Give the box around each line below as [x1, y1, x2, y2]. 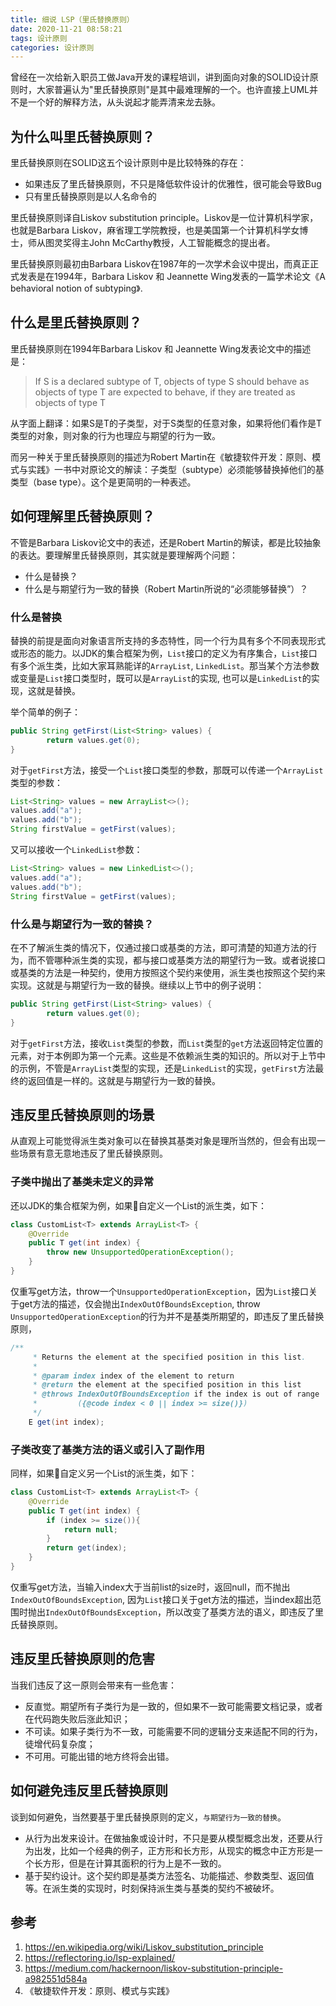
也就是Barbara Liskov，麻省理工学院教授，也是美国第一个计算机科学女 [10, 224, 300, 236]
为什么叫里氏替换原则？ [10, 128, 155, 145]
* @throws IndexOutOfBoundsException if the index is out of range [32, 1389, 320, 1400]
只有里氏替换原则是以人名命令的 [24, 191, 157, 203]
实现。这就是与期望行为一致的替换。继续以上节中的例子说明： [10, 979, 265, 991]
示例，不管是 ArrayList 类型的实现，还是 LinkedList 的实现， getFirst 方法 [18, 1062, 316, 1074]
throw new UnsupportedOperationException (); [46, 1247, 235, 1258]
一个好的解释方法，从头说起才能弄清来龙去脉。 [27, 96, 221, 108]
